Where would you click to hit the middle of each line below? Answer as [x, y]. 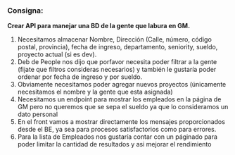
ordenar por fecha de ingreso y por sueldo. [80, 77]
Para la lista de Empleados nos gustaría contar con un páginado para [118, 137]
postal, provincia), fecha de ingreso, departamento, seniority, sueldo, [118, 47]
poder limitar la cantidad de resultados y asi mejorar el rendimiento [114, 144]
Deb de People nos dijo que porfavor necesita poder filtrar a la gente [117, 62]
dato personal [38, 114]
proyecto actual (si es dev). [57, 54]
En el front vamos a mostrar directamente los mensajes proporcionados [121, 122]
